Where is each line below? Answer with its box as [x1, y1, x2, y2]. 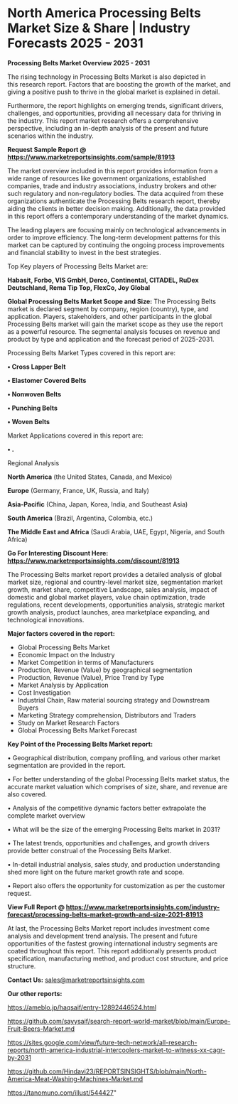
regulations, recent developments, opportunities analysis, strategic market [7, 600, 225, 609]
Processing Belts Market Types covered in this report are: [7, 348, 176, 357]
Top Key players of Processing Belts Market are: [7, 261, 148, 271]
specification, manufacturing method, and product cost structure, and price [7, 954, 229, 963]
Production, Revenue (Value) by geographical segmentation [17, 666, 193, 674]
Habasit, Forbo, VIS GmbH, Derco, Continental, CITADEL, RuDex [7, 276, 199, 284]
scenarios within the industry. [7, 131, 94, 140]
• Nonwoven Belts [7, 389, 62, 399]
